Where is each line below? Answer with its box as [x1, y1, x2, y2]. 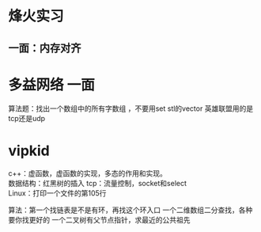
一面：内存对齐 [8, 41, 81, 55]
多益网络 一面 [8, 76, 95, 93]
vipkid [8, 142, 50, 159]
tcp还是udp [8, 113, 46, 123]
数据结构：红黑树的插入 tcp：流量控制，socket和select [8, 179, 187, 188]
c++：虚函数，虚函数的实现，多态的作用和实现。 [8, 169, 168, 178]
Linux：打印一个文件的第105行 [8, 188, 107, 198]
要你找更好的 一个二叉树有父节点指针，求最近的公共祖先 [8, 215, 191, 225]
